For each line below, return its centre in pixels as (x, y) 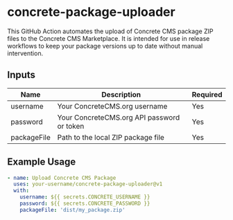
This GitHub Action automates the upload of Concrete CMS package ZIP (110, 31)
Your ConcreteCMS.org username (112, 106)
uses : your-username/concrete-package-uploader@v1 (88, 184)
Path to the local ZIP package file (111, 137)
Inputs (21, 75)
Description (121, 94)
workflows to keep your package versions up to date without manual (105, 46)
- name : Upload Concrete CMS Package (62, 178)
